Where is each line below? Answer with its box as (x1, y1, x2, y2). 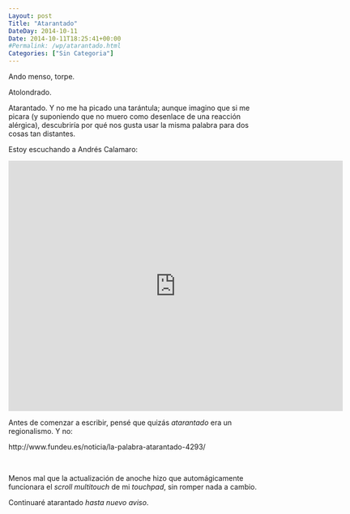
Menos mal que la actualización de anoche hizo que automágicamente (8, 474, 244, 482)
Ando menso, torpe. (8, 72, 75, 81)
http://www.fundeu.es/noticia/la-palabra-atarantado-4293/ (8, 442, 207, 452)
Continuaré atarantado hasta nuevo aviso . (8, 498, 149, 507)
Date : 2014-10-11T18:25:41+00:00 (8, 34, 122, 43)
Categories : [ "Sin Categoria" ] (8, 49, 114, 57)
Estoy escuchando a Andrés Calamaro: (8, 145, 139, 154)
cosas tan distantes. (8, 129, 75, 138)
